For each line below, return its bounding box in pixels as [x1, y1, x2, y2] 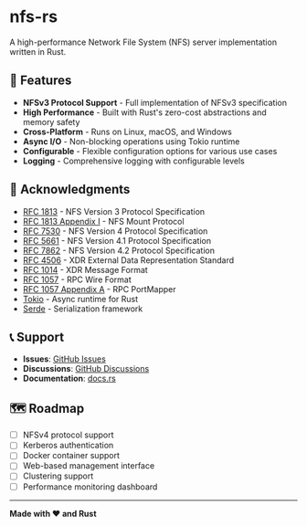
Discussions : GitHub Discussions [22, 363, 150, 374]
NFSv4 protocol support [22, 429, 114, 440]
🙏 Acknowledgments [9, 182, 131, 197]
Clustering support [22, 470, 94, 481]
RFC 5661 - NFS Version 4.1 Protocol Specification [22, 235, 212, 246]
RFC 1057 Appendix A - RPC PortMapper [22, 283, 176, 294]
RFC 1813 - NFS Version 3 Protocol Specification [22, 205, 206, 216]
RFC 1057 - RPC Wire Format [22, 274, 132, 285]
